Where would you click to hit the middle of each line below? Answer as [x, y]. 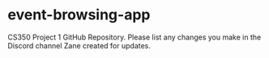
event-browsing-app [79, 15]
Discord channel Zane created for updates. [79, 45]
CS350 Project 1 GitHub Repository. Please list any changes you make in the [134, 37]
